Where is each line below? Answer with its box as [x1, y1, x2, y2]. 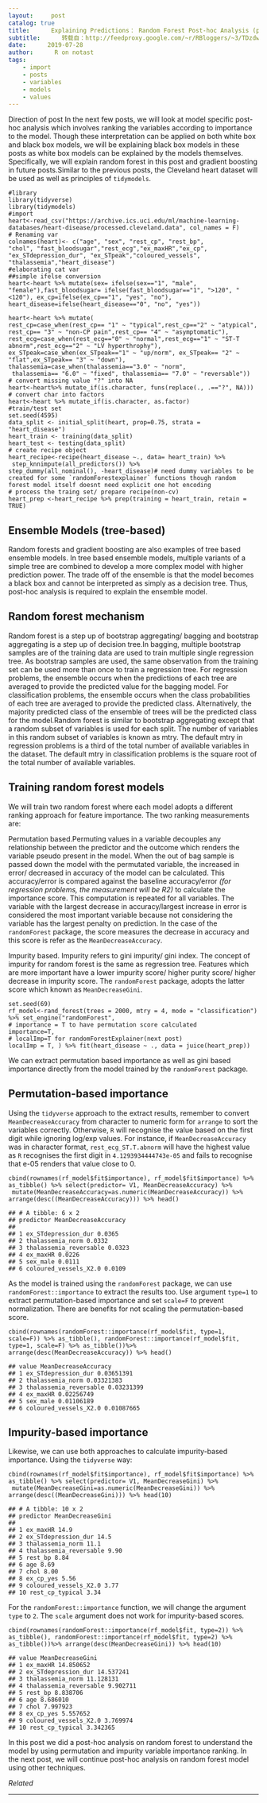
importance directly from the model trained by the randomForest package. [8, 1064, 249, 1074]
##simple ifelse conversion [8, 273, 102, 281]
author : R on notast [8, 48, 94, 56]
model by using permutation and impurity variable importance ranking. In [8, 1746, 247, 1756]
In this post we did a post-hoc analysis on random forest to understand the [8, 1738, 253, 1747]
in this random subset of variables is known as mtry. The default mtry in [8, 732, 243, 741]
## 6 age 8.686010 [8, 1696, 69, 1704]
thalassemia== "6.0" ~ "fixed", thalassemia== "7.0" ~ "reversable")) [11, 370, 250, 378]
